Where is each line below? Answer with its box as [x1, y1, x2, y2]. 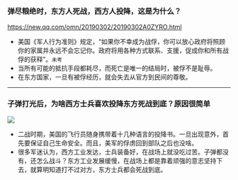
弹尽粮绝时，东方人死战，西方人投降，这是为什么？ [7, 6, 182, 16]
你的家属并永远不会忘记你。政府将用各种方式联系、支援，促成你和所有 [17, 46, 223, 55]
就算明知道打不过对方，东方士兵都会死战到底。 [30, 165, 167, 174]
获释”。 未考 [30, 55, 62, 64]
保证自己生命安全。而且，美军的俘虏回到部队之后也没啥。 [30, 138, 198, 147]
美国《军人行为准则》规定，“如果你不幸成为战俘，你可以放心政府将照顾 [17, 38, 225, 46]
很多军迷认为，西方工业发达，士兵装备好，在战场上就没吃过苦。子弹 [17, 147, 217, 156]
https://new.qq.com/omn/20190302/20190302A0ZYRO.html [7, 23, 182, 31]
